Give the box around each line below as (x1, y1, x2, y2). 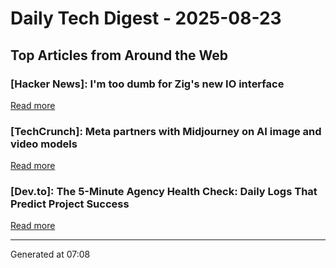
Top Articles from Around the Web (10, 47, 228, 64)
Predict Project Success (10, 197, 130, 211)
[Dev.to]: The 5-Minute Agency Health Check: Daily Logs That (10, 185, 318, 199)
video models (10, 137, 78, 151)
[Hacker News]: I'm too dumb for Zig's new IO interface (10, 77, 285, 91)
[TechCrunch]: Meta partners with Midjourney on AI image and (10, 124, 322, 138)
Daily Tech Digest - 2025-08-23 (10, 7, 282, 30)
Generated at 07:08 (10, 248, 91, 261)
